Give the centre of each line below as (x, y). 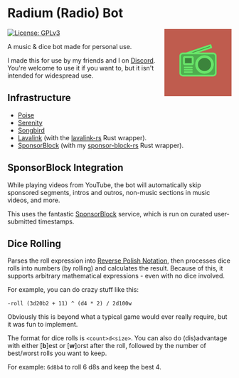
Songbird (31, 130)
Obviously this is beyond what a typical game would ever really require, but (117, 317)
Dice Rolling (34, 243)
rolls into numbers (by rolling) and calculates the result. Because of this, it (115, 268)
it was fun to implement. (43, 325)
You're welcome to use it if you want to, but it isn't (81, 68)
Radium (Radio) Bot (65, 13)
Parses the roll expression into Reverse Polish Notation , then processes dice (119, 261)
